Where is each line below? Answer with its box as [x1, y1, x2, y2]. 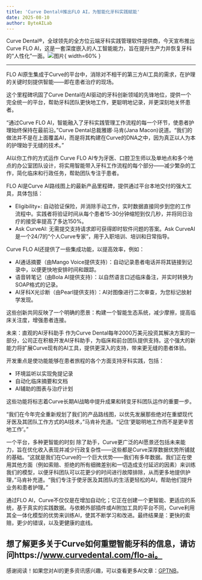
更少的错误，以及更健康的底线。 [16, 519, 96, 526]
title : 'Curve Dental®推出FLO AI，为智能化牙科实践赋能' [6, 8, 140, 15]
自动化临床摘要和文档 [14, 377, 68, 385]
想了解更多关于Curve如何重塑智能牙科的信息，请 [6, 538, 188, 549]
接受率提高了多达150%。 [25, 218, 87, 225]
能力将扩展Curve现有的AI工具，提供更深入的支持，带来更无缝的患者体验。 [6, 344, 190, 351]
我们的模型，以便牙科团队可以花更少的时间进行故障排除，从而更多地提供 [6, 468, 185, 476]
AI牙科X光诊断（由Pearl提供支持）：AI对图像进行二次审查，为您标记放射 [14, 289, 192, 296]
